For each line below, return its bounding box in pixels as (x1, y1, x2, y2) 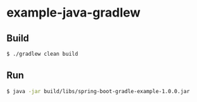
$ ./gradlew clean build (6, 50, 78, 57)
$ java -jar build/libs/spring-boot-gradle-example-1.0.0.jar (6, 88, 190, 94)
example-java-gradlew (6, 5, 141, 21)
